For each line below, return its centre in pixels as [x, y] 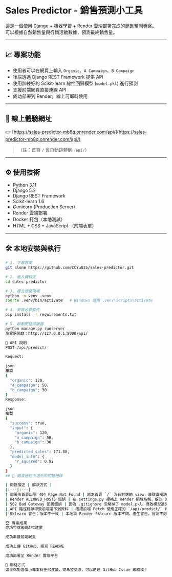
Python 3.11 [25, 185]
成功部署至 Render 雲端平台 [32, 556]
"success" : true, [28, 423]
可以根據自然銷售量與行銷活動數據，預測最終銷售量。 [61, 32]
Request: [15, 357]
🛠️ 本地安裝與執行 [33, 248]
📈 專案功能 [23, 55]
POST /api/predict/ [26, 348]
